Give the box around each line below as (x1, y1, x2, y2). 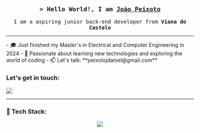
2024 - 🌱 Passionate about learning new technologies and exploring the (6, 50, 183, 57)
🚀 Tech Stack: (6, 107, 47, 115)
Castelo (89, 24, 111, 31)
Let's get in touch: (6, 74, 60, 82)
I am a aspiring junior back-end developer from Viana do (14, 18, 186, 26)
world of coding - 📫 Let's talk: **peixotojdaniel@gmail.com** (6, 56, 158, 64)
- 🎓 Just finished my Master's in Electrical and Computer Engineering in (6, 42, 185, 49)
